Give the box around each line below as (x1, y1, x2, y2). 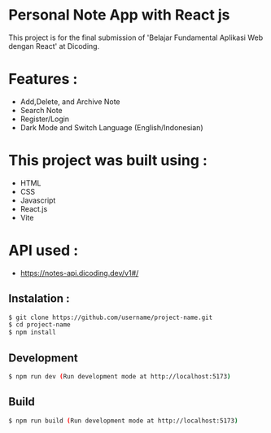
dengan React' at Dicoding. (8, 41, 100, 50)
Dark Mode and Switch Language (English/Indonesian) (20, 122, 203, 132)
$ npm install (8, 328, 57, 337)
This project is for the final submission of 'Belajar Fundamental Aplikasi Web (8, 33, 264, 42)
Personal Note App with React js (8, 6, 230, 24)
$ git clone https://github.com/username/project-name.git (8, 313, 213, 321)
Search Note (20, 105, 63, 115)
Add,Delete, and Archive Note (20, 96, 120, 107)
